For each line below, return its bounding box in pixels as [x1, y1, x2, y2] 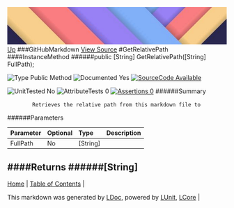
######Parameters [7, 113, 64, 122]
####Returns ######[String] [7, 161, 138, 173]
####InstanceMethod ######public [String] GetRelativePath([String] [7, 52, 207, 61]
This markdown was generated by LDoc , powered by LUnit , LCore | [7, 193, 201, 201]
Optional [47, 129, 73, 137]
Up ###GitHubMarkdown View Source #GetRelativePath [7, 45, 169, 54]
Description [106, 129, 141, 137]
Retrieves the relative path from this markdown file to [32, 101, 201, 108]
